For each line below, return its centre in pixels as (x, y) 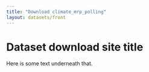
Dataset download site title (75, 47)
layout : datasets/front (36, 17)
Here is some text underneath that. (49, 64)
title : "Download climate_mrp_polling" (56, 12)
